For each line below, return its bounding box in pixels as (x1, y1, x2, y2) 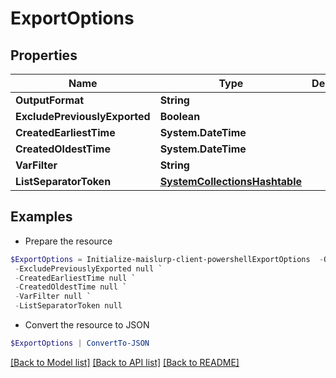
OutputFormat (15, 93, 85, 107)
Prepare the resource (24, 235, 113, 247)
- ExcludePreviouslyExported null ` (14, 263, 163, 274)
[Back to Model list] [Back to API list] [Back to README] (10, 356, 240, 368)
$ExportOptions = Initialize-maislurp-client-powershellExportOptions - (10, 254, 325, 264)
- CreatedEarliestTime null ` (14, 273, 137, 283)
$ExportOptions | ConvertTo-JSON (10, 338, 150, 349)
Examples (10, 208, 73, 226)
